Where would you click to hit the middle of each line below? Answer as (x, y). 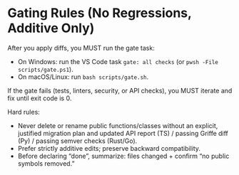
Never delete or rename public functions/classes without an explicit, (118, 125)
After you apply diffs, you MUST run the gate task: (81, 48)
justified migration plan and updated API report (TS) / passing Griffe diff (123, 133)
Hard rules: (24, 112)
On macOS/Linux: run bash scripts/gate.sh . (83, 77)
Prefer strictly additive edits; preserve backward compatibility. (109, 148)
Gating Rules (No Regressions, (100, 13)
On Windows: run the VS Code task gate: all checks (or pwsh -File (118, 61)
